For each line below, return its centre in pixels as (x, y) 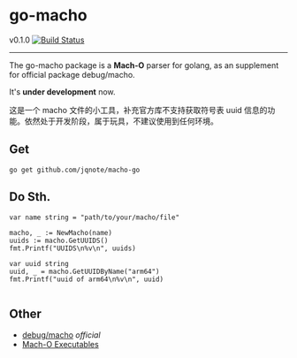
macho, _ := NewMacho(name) (61, 232)
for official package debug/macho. (72, 74)
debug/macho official (61, 335)
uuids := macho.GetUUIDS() (59, 240)
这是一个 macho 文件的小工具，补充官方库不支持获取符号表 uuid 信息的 (138, 110)
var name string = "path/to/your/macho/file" (94, 217)
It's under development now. (63, 91)
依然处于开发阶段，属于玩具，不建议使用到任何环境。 (121, 121)
